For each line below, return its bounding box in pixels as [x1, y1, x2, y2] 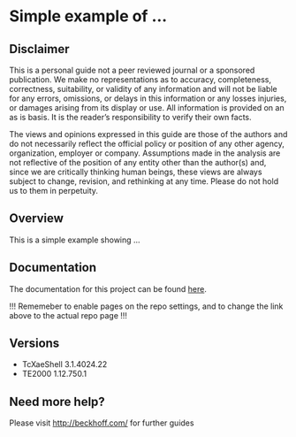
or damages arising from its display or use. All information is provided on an [9, 103, 285, 112]
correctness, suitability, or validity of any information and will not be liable [9, 84, 277, 94]
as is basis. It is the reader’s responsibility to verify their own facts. [9, 112, 252, 122]
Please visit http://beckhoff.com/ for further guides [9, 418, 194, 428]
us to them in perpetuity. [9, 186, 99, 195]
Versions [9, 336, 60, 351]
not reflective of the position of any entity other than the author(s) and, [9, 157, 267, 167]
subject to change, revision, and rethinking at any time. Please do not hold [9, 176, 279, 187]
